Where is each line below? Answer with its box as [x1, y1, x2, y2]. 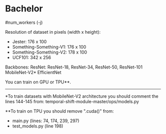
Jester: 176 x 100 [12, 38, 47, 45]
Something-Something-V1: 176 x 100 [12, 44, 86, 50]
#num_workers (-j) [5, 19, 43, 25]
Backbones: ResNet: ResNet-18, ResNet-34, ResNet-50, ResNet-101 [5, 64, 143, 70]
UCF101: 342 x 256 [12, 54, 51, 60]
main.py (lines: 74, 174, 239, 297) [12, 118, 80, 124]
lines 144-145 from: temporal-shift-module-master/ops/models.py [5, 98, 139, 104]
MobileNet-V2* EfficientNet [5, 69, 62, 75]
